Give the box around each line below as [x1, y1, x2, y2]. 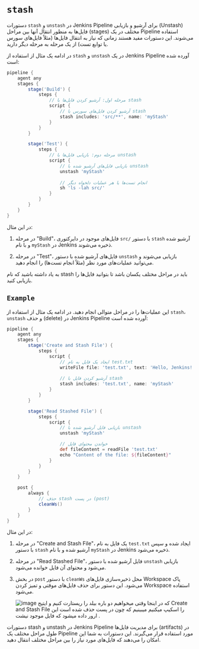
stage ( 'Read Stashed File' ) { [28, 408, 102, 414]
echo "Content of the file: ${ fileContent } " [59, 452, 171, 458]
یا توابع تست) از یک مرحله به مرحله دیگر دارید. [7, 40, 108, 47]
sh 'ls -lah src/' [59, 185, 105, 191]
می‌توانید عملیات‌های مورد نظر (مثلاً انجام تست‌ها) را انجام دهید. [15, 259, 154, 266]
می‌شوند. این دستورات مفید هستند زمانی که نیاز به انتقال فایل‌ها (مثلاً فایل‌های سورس [7, 34, 194, 41]
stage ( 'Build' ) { [28, 86, 70, 92]
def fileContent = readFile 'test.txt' [59, 446, 159, 452]
